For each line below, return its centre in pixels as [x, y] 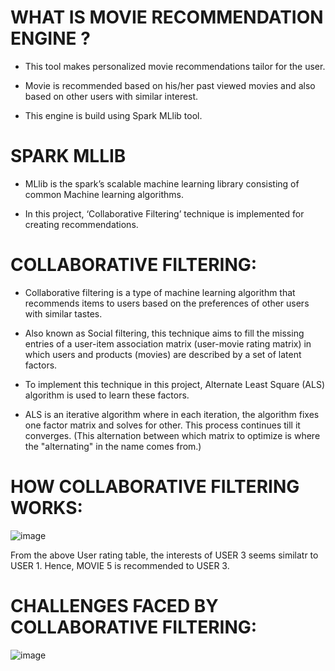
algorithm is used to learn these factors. [107, 395]
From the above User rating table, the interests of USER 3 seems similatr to [164, 555]
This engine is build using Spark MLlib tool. [113, 115]
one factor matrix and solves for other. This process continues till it [162, 425]
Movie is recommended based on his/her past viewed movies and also [170, 85]
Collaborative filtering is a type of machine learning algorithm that [160, 292]
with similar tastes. [63, 313]
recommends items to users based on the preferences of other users [167, 303]
